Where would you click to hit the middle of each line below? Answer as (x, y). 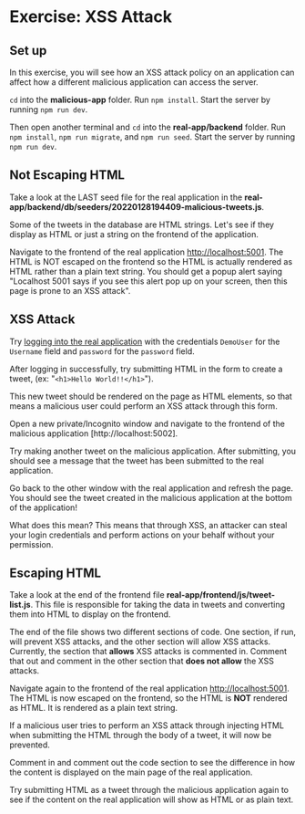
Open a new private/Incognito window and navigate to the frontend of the (147, 423)
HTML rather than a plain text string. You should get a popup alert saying (146, 271)
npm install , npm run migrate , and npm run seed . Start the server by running (152, 137)
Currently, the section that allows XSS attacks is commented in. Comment (148, 652)
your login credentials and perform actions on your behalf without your (142, 535)
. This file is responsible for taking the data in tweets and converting (158, 605)
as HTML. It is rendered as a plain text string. (94, 708)
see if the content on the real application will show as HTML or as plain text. (152, 799)
